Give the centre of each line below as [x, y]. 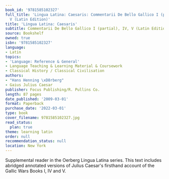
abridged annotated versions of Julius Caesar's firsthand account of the [80, 165]
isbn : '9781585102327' [29, 43]
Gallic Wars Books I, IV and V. [36, 171]
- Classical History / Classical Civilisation [55, 71]
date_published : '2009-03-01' [37, 99]
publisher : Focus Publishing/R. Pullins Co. [53, 89]
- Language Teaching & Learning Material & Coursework [64, 66]
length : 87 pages [23, 94]
